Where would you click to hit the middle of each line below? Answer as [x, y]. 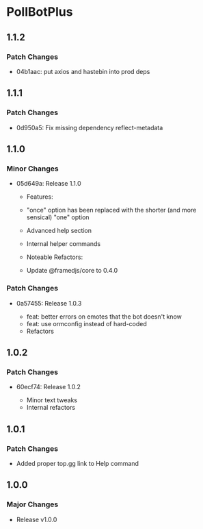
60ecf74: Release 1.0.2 [49, 387]
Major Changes [32, 504]
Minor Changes [32, 169]
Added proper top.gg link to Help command [78, 463]
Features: [40, 197]
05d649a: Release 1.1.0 [49, 184]
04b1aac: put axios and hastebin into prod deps [83, 71]
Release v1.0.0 [37, 519]
